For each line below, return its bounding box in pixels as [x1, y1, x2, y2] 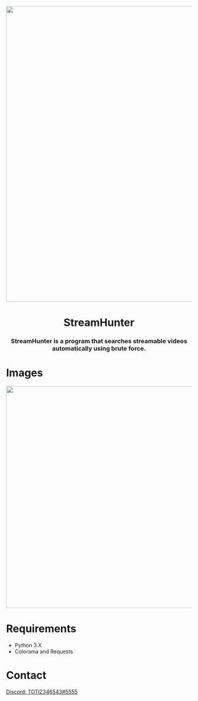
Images [6, 366, 43, 380]
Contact [6, 668, 47, 682]
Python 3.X [14, 641, 42, 648]
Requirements [6, 622, 77, 635]
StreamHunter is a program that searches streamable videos [11, 337, 187, 345]
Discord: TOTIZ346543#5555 [6, 688, 78, 695]
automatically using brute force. [52, 344, 146, 353]
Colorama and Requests [14, 648, 74, 655]
